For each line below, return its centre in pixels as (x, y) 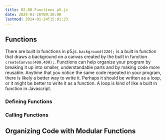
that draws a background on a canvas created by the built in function (76, 57)
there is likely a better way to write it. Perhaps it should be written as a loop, (83, 78)
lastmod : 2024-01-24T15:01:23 (37, 19)
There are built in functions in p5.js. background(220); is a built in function (81, 51)
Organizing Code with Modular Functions (70, 131)
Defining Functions (29, 101)
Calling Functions (27, 115)
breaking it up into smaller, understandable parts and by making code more (82, 67)
